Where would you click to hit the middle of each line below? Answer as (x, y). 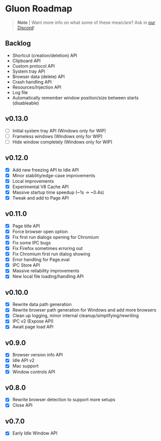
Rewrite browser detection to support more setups (64, 400)
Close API (22, 405)
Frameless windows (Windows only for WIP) (57, 136)
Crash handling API (32, 82)
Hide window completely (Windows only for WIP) (62, 142)
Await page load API (33, 327)
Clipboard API (27, 61)
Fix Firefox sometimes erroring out (48, 248)
